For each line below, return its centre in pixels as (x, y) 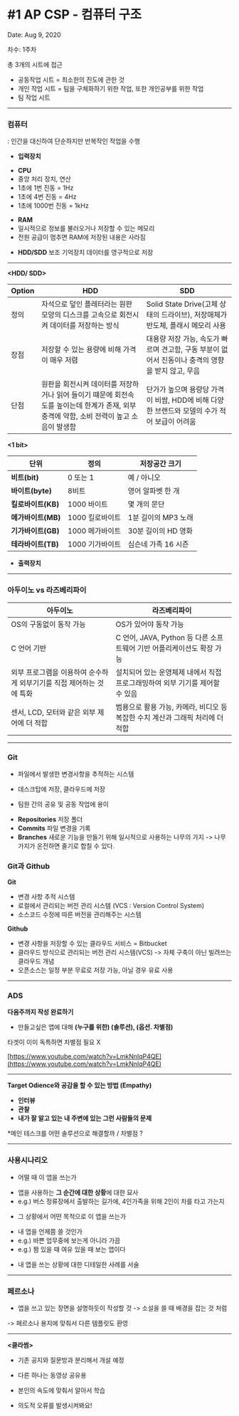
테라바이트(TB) (35, 544)
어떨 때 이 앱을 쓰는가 (47, 1177)
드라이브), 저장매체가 (194, 315)
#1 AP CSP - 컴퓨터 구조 (75, 15)
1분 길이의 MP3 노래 (160, 518)
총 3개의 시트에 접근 (35, 64)
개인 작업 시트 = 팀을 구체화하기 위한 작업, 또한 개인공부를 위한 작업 (111, 88)
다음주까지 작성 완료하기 (41, 1012)
